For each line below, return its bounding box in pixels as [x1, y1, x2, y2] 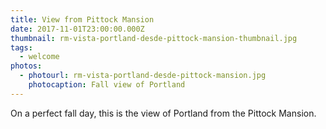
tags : [10, 42, 33, 53]
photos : [10, 61, 43, 71]
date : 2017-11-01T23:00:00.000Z [10, 24, 145, 34]
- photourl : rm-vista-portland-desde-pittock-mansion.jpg [19, 71, 267, 81]
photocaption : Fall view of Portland [28, 80, 186, 90]
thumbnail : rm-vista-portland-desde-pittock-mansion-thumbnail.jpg [10, 33, 298, 43]
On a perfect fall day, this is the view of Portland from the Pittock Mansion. [10, 107, 317, 119]
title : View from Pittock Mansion [10, 14, 155, 25]
